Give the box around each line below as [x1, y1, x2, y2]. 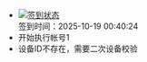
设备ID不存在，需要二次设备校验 [17, 43, 138, 54]
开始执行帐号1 [17, 32, 70, 42]
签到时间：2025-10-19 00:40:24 [17, 21, 139, 31]
